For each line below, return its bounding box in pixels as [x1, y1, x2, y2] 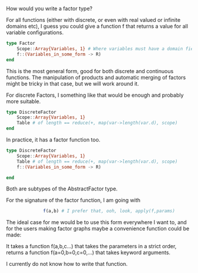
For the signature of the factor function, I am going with [6, 197, 141, 204]
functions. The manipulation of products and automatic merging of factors [6, 74, 186, 81]
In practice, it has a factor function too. [6, 136, 101, 143]
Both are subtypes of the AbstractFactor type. [6, 185, 118, 192]
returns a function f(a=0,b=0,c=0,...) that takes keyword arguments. [6, 249, 171, 256]
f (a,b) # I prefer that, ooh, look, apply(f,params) [43, 208, 176, 214]
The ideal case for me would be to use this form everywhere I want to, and [6, 219, 187, 226]
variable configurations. [6, 29, 64, 36]
